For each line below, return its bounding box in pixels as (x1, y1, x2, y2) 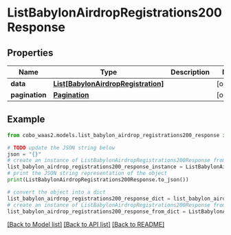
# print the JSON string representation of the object (7, 170, 168, 177)
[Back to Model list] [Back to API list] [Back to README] (7, 221, 165, 229)
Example (7, 114, 45, 125)
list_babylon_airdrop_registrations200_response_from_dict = (7, 208, 186, 215)
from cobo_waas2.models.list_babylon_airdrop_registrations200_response (7, 132, 220, 139)
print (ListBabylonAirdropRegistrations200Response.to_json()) (7, 176, 189, 183)
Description (170, 68, 210, 76)
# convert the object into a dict (7, 188, 107, 196)
